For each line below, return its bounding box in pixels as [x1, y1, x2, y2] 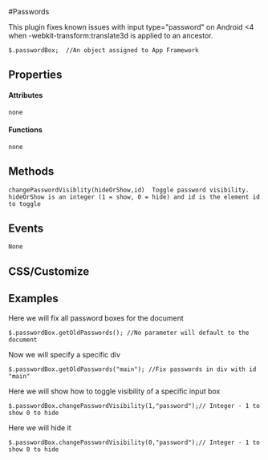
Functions [8, 125, 43, 135]
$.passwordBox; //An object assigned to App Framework [8, 46, 199, 54]
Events [8, 222, 44, 235]
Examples [8, 292, 59, 305]
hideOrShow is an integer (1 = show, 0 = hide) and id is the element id [8, 192, 261, 201]
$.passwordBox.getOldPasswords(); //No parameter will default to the [8, 329, 250, 337]
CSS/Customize [8, 264, 90, 278]
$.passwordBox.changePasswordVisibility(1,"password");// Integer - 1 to [8, 401, 261, 410]
